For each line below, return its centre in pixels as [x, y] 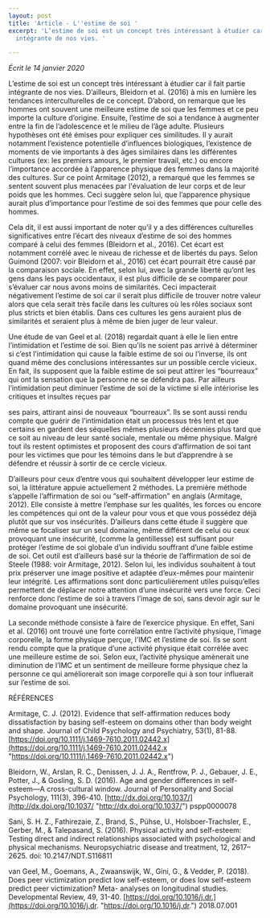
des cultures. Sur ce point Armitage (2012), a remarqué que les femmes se [132, 178]
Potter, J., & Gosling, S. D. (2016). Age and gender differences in [115, 781]
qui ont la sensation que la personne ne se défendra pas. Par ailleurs [122, 379]
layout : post [30, 16]
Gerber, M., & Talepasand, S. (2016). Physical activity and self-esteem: [125, 830]
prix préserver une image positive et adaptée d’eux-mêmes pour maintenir [131, 573]
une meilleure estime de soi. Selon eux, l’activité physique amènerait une [129, 657]
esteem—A [27, 789]
